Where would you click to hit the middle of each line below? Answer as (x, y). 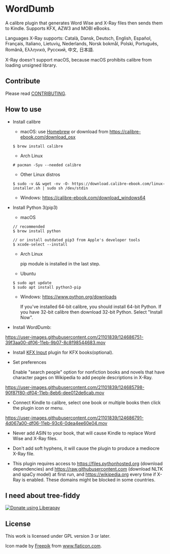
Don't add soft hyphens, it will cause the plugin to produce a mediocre (86, 448)
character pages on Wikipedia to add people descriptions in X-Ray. (83, 377)
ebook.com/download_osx (48, 137)
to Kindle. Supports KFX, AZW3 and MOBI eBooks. (58, 28)
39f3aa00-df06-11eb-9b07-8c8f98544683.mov (55, 342)
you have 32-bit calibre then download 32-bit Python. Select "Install (91, 312)
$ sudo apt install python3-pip (47, 287)
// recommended (29, 227)
